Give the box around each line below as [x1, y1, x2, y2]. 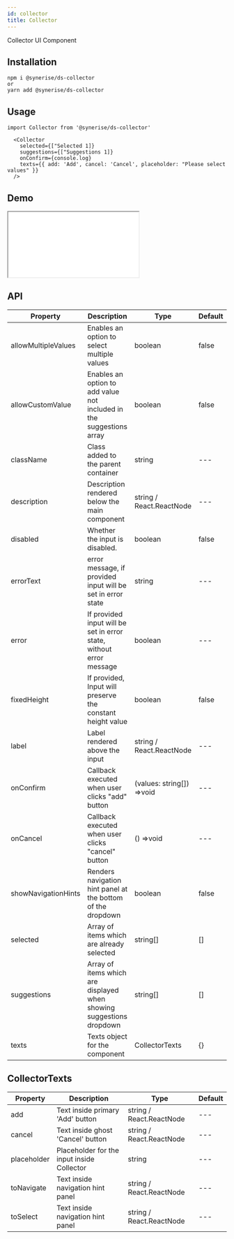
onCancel [10, 833, 42, 843]
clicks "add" [86, 792, 127, 801]
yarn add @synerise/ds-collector [7, 87, 104, 94]
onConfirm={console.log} [19, 155, 92, 162]
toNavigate [10, 1182, 47, 1192]
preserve [86, 690, 117, 700]
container [86, 468, 118, 477]
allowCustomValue [10, 399, 72, 409]
